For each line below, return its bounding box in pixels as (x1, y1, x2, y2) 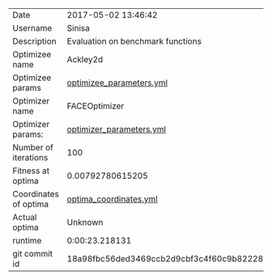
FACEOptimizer (66, 100, 125, 112)
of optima (12, 198, 49, 210)
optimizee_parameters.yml (66, 77, 168, 88)
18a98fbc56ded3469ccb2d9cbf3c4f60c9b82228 (66, 253, 264, 264)
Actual (12, 212, 37, 223)
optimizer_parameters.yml (66, 124, 167, 134)
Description (12, 36, 57, 47)
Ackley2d (66, 54, 104, 65)
